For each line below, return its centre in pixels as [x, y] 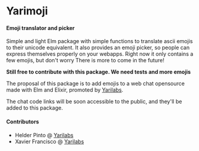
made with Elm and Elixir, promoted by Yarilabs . [65, 90]
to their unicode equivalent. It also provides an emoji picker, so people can [98, 48]
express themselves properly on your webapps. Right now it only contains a [100, 54]
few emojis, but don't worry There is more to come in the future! [85, 61]
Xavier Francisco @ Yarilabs [49, 141]
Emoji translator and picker [40, 28]
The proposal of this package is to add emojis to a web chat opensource [95, 84]
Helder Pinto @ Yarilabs [44, 135]
